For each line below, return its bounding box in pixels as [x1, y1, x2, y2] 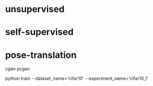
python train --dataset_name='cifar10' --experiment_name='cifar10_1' [5, 75, 148, 81]
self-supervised [5, 26, 74, 38]
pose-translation [5, 49, 77, 60]
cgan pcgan [5, 66, 30, 72]
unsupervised [5, 3, 65, 15]
